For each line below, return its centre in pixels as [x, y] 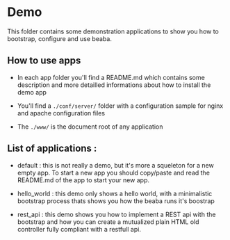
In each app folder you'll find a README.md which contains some [111, 77]
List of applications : [52, 149]
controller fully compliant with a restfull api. [79, 229]
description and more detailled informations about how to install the [114, 85]
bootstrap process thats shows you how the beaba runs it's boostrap [116, 201]
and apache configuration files [61, 113]
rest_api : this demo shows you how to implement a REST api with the [116, 214]
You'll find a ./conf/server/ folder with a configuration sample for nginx [120, 106]
